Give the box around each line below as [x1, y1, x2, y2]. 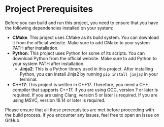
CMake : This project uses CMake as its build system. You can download [12, 34, 159, 40]
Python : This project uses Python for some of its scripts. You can [12, 50, 145, 56]
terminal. [19, 76, 38, 82]
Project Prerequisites [5, 3, 93, 15]
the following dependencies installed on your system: [5, 25, 113, 31]
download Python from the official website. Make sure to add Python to [12, 55, 157, 61]
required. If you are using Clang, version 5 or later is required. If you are [12, 92, 158, 98]
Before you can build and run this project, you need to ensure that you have [5, 20, 159, 26]
